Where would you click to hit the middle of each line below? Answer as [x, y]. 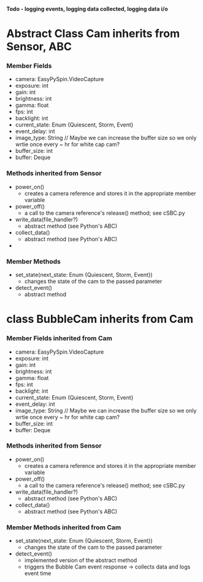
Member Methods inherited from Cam [64, 527]
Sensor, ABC [39, 47]
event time [38, 573]
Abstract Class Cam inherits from [93, 34]
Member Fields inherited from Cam [59, 338]
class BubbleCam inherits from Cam [100, 319]
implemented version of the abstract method [81, 561]
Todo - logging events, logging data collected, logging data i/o [87, 9]
